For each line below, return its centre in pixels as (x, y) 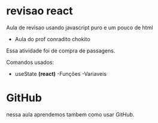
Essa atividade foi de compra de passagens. (61, 50)
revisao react (39, 11)
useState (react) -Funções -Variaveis (60, 73)
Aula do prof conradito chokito (53, 39)
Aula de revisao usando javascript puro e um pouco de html (80, 27)
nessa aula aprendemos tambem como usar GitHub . (70, 114)
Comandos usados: (30, 62)
